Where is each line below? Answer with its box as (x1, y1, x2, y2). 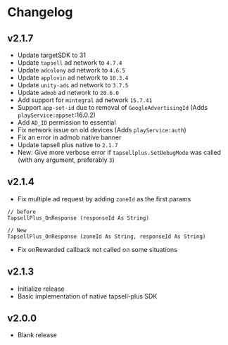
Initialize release (17, 284, 65, 293)
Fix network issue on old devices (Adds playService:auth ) (17, 126, 186, 134)
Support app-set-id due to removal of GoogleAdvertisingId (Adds (17, 103, 208, 111)
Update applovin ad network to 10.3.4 (17, 73, 129, 82)
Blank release (17, 331, 58, 339)
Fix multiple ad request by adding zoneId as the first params (17, 194, 191, 203)
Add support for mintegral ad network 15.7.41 (17, 96, 153, 104)
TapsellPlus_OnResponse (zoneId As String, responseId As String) (7, 233, 206, 240)
